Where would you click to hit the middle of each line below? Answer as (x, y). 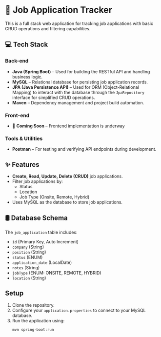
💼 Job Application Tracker (59, 10)
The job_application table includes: (41, 232)
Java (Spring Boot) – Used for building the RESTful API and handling (81, 71)
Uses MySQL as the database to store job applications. (67, 202)
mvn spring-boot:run (33, 329)
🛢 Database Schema (36, 218)
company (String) (28, 247)
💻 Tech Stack (27, 45)
